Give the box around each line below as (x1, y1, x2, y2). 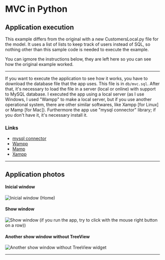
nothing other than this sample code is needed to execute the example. (5, 47, 149, 52)
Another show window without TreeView (5, 233, 90, 239)
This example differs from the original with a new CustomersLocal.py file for (5, 36, 159, 42)
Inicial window (5, 184, 35, 190)
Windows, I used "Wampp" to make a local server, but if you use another (5, 97, 152, 102)
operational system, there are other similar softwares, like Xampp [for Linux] (5, 102, 159, 107)
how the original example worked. (5, 62, 74, 67)
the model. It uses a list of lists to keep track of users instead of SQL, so (5, 41, 151, 47)
